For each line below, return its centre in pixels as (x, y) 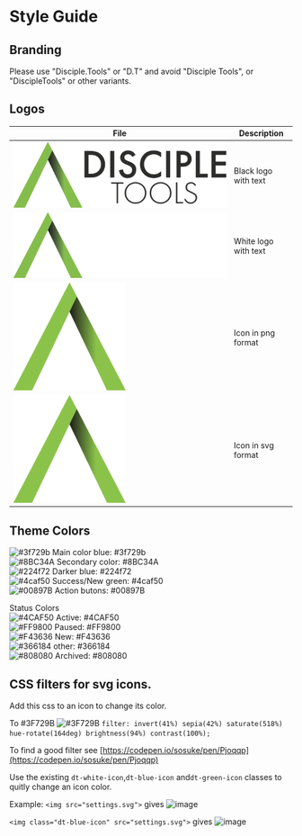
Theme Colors (50, 530)
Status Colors (35, 608)
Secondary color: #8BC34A (108, 562)
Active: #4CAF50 (87, 617)
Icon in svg (253, 445)
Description (261, 133)
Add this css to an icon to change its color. (88, 706)
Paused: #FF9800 (88, 627)
